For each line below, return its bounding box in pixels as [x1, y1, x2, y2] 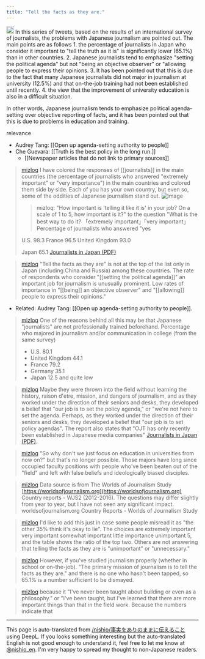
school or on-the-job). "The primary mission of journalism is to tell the [21, 564, 197, 571]
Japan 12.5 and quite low [30, 374, 93, 381]
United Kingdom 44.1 [30, 354, 83, 362]
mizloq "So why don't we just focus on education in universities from [21, 450, 195, 457]
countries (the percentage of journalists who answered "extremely [21, 173, 189, 181]
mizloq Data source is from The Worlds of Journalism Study [21, 481, 172, 488]
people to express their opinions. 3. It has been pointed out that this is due [6, 67, 193, 74]
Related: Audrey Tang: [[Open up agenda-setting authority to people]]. [15, 305, 193, 312]
